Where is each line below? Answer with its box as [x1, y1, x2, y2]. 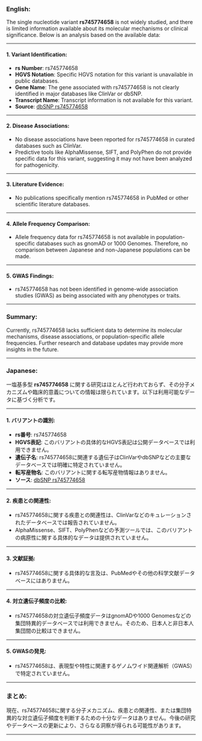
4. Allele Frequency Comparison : [6, 220, 90, 227]
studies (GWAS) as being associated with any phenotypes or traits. [14, 292, 181, 299]
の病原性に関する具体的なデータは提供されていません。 [14, 534, 152, 541]
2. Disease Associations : [6, 122, 70, 130]
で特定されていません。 [14, 669, 73, 677]
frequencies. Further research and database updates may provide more [6, 339, 183, 346]
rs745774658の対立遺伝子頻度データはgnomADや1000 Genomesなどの [14, 612, 191, 619]
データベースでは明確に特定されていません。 [14, 461, 126, 469]
